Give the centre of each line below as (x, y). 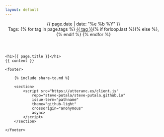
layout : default (22, 10)
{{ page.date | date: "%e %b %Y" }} (83, 24)
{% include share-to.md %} (42, 78)
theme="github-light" (54, 104)
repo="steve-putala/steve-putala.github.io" (79, 95)
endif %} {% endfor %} (87, 34)
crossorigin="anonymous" (57, 108)
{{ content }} (20, 61)
